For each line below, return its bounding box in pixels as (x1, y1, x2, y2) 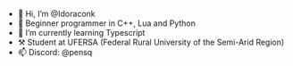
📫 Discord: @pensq (17, 47, 93, 57)
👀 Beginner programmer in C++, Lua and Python (17, 18, 197, 29)
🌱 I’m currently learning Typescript (17, 28, 146, 37)
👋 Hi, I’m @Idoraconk (17, 9, 96, 19)
